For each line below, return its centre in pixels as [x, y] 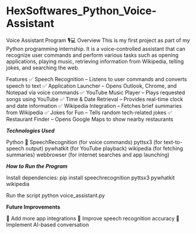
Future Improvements [33, 207]
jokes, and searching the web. [43, 68]
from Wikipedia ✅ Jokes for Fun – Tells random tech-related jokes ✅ [89, 112]
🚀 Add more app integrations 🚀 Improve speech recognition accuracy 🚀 [93, 218]
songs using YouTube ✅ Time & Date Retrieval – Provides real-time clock [95, 99]
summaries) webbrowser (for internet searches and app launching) [88, 155]
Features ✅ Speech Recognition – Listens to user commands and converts [97, 79]
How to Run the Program [37, 166]
